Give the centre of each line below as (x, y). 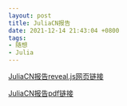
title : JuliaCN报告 (40, 23)
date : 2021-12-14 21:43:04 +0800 (64, 30)
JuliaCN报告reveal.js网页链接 (56, 76)
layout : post (30, 16)
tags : (17, 38)
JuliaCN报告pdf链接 (41, 93)
